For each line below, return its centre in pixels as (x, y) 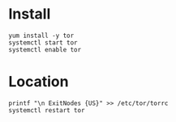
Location (39, 82)
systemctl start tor (43, 42)
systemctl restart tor (47, 110)
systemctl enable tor (45, 49)
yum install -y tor (41, 36)
